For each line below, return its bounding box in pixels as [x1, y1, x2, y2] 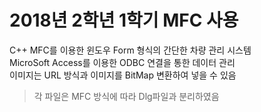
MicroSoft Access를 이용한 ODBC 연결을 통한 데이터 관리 [9, 56, 236, 68]
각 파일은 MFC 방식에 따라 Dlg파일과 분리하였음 [33, 90, 220, 102]
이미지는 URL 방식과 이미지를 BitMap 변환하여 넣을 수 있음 [9, 69, 237, 81]
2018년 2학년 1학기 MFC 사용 [9, 9, 239, 32]
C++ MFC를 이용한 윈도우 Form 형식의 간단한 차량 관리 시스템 [9, 44, 252, 56]
